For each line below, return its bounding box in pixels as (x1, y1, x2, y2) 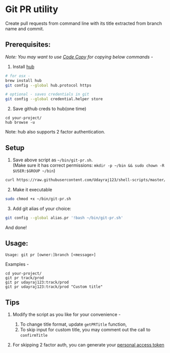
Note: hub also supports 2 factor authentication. (5, 129, 105, 135)
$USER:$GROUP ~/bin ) (12, 167, 56, 173)
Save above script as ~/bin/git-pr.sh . (12, 157, 93, 163)
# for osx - (5, 73, 30, 78)
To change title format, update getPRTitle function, (20, 321, 127, 327)
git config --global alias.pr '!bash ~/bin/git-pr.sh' (5, 215, 123, 220)
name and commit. (5, 25, 45, 31)
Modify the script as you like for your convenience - (12, 312, 121, 318)
